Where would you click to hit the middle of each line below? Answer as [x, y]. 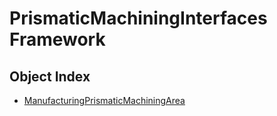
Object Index [50, 76]
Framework [57, 39]
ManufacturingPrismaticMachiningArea [104, 100]
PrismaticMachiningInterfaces [138, 18]
